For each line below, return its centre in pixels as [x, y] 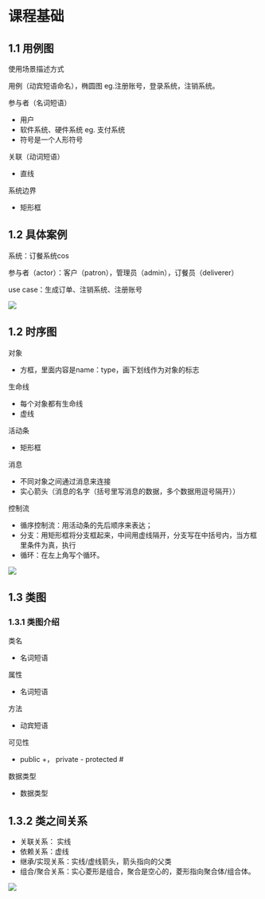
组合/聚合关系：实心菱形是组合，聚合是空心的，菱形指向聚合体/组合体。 [137, 872]
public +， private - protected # [72, 760]
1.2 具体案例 [38, 235]
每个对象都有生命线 [51, 403]
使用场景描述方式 [36, 69]
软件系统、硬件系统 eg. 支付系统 [72, 130]
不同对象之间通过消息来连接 [65, 481]
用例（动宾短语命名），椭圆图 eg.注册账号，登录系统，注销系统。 [114, 86]
